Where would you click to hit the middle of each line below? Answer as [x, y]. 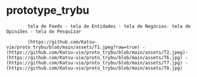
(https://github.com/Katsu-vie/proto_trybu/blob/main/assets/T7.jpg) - [97, 63]
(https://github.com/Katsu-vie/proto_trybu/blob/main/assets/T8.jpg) [95, 68]
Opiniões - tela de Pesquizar [44, 31]
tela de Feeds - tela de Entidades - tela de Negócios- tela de [109, 26]
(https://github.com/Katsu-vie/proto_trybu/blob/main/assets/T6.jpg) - [97, 57]
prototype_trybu [48, 10]
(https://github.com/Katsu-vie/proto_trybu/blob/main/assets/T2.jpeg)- [97, 52]
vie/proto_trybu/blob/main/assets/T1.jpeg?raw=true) [73, 47]
